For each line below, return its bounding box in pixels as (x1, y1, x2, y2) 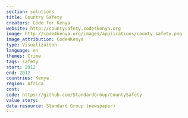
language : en (6, 48, 39, 54)
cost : (6, 86, 20, 92)
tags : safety (6, 58, 39, 64)
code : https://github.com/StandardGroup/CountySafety (6, 92, 143, 98)
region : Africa (6, 81, 44, 87)
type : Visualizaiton (6, 42, 58, 48)
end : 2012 (6, 70, 31, 76)
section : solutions (6, 8, 55, 15)
